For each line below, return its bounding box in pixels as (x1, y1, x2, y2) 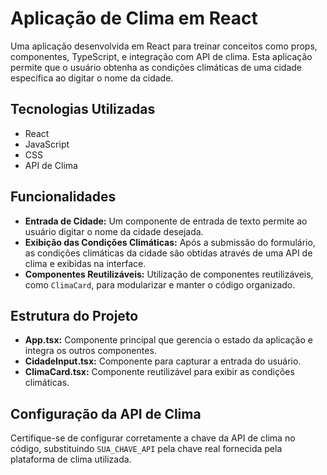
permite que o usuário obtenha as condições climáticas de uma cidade (10, 61, 303, 73)
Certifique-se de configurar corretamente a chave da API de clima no (10, 432, 296, 444)
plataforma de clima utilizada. (10, 453, 132, 466)
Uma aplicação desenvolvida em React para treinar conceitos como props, (10, 40, 318, 52)
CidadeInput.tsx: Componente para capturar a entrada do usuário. (24, 355, 302, 367)
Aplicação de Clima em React (10, 7, 258, 30)
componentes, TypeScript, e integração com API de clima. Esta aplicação (10, 50, 313, 62)
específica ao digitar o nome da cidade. (10, 72, 174, 84)
